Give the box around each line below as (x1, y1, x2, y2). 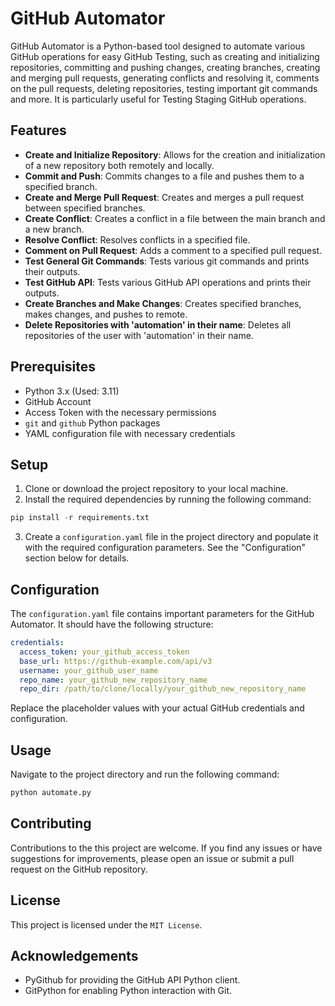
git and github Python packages (24, 417, 161, 429)
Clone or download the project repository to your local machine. (24, 483, 289, 495)
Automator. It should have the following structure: (10, 618, 214, 631)
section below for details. (24, 552, 130, 564)
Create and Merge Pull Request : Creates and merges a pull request (24, 191, 304, 203)
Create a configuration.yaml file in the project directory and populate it (24, 531, 319, 543)
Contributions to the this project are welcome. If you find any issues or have (10, 842, 323, 854)
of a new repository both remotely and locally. (24, 159, 215, 171)
